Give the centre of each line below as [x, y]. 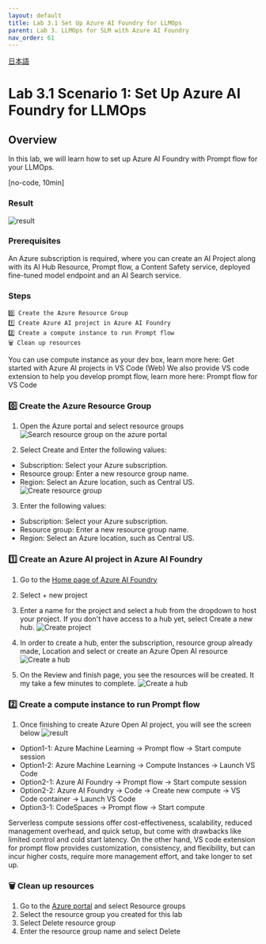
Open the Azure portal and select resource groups [102, 426]
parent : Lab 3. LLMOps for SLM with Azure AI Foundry [99, 30]
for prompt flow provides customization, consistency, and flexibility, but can [132, 848]
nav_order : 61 [32, 38]
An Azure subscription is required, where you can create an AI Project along [132, 258]
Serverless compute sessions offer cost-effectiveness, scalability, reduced [130, 823]
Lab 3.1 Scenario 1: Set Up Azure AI [125, 94]
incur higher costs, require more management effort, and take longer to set [130, 857]
